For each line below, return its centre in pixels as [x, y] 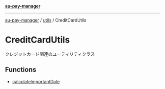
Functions [21, 70]
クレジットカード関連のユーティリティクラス [50, 54]
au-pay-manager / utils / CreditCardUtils [46, 20]
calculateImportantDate [36, 81]
